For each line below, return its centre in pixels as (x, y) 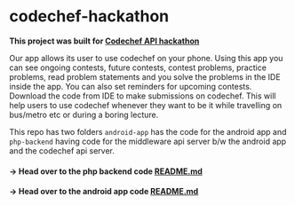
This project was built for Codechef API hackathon (104, 41)
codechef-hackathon (89, 16)
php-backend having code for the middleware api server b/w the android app (148, 141)
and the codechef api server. (62, 150)
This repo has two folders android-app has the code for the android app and (148, 131)
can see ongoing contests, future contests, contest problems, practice (138, 67)
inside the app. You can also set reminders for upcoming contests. (131, 86)
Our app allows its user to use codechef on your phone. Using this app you (146, 58)
